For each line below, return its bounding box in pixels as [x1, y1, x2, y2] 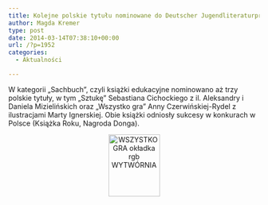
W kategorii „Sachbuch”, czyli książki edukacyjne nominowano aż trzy [8, 84, 238, 94]
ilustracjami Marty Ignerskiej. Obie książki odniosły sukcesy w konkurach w [8, 110, 256, 119]
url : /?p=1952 [8, 41, 56, 49]
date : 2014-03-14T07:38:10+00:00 [8, 33, 120, 42]
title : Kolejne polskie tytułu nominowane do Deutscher [8, 11, 198, 20]
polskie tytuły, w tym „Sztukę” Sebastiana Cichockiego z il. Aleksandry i [8, 93, 245, 102]
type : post [8, 26, 45, 34]
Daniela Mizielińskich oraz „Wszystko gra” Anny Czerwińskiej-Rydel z [8, 101, 237, 111]
